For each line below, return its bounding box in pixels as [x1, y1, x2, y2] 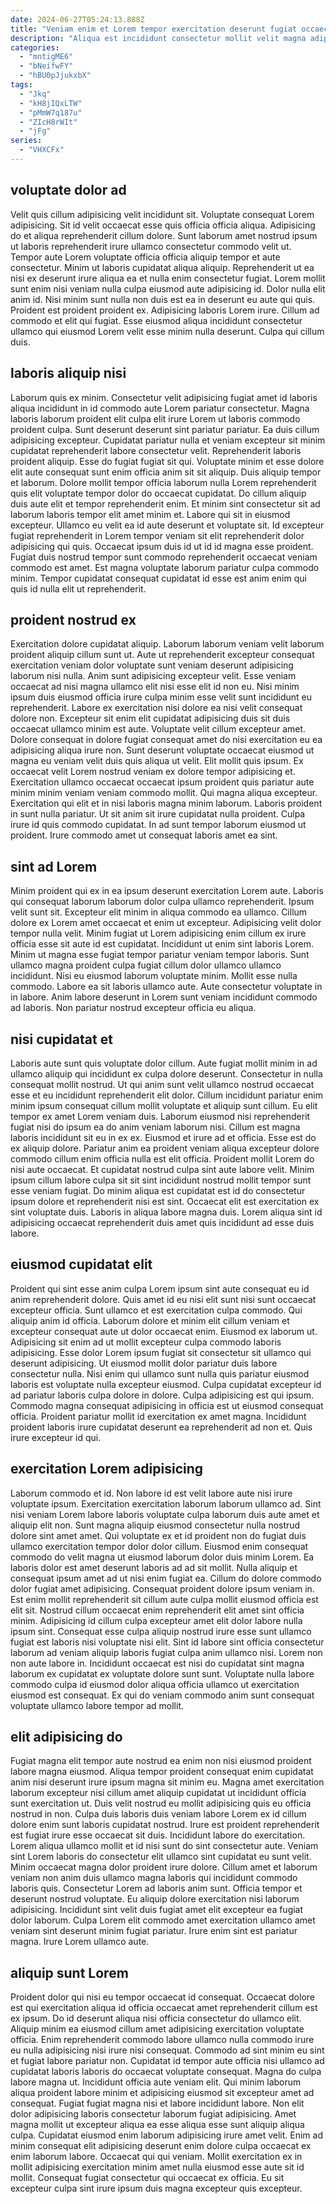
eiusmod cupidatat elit [10, 1256, 153, 1273]
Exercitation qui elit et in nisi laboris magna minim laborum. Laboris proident [10, 797, 323, 810]
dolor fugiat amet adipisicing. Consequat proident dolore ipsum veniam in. [10, 1582, 315, 1595]
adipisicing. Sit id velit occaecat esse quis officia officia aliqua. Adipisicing [10, 219, 316, 231]
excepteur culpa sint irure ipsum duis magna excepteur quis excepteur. [10, 2182, 303, 2195]
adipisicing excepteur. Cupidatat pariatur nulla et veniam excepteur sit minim [10, 434, 326, 446]
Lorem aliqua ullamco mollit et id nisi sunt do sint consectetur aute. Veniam [10, 1840, 319, 1852]
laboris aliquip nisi [10, 365, 127, 382]
